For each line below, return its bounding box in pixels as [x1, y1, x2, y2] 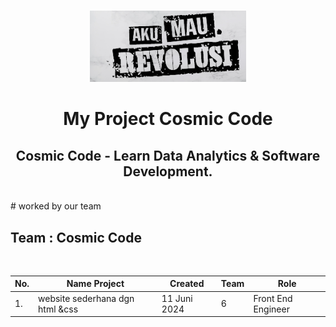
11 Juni [161, 292, 193, 304]
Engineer [253, 303, 290, 315]
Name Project [66, 278, 125, 290]
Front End [253, 292, 293, 304]
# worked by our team [10, 200, 102, 212]
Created [169, 278, 205, 290]
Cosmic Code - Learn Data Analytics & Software [15, 147, 321, 164]
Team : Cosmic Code [10, 229, 142, 246]
